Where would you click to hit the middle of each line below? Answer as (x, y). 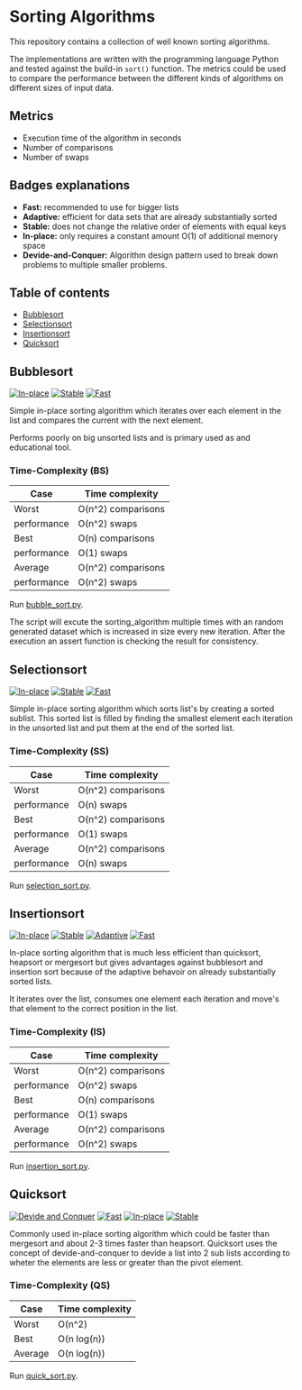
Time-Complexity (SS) (59, 752)
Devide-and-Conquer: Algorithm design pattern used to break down (150, 255)
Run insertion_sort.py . (50, 1166)
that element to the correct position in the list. (94, 1009)
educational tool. (41, 447)
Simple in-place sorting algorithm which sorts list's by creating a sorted (142, 709)
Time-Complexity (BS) (59, 471)
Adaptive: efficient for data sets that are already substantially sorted (150, 216)
